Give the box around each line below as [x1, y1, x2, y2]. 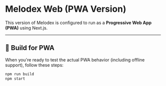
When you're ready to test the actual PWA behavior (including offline [5, 57, 145, 62]
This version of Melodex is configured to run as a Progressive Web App [5, 20, 152, 26]
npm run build [5, 71, 35, 77]
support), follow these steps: [5, 62, 64, 68]
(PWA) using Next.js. [5, 25, 48, 30]
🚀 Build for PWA [5, 44, 55, 52]
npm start [5, 76, 26, 81]
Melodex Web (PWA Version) [5, 3, 126, 15]
